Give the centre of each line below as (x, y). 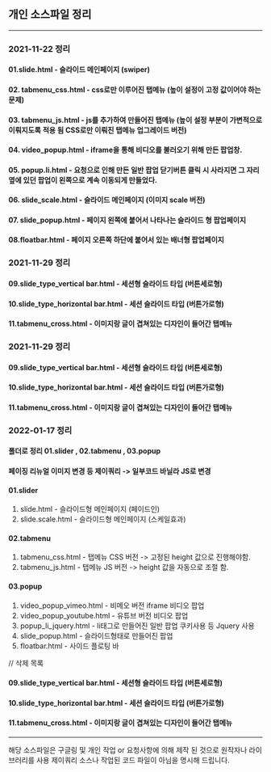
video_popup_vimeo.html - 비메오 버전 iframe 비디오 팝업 (112, 605)
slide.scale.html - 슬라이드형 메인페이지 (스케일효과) (103, 519)
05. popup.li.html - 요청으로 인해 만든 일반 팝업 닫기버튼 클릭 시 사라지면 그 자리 (134, 170)
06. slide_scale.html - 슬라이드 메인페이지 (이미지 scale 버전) (107, 200)
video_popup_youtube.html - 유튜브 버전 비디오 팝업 (104, 615)
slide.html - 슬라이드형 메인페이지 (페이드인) (90, 509)
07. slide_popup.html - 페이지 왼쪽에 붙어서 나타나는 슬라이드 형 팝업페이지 (127, 220)
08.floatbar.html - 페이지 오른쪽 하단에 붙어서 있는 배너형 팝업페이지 (116, 240)
